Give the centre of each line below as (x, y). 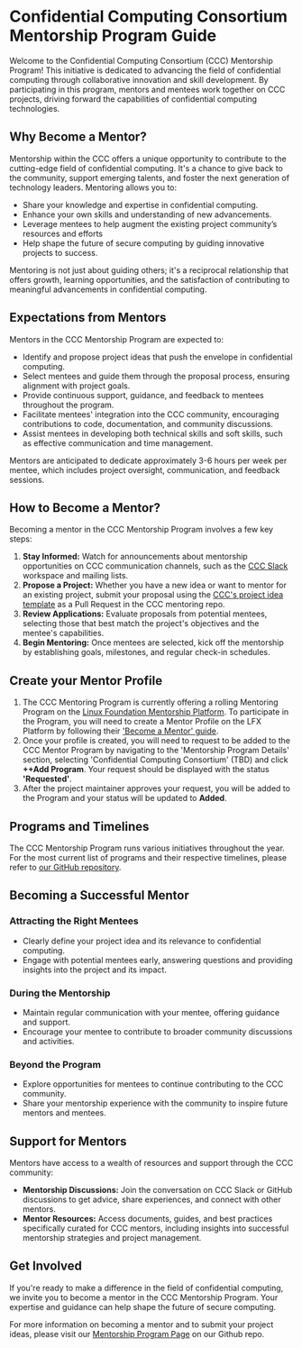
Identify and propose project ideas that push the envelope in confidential (157, 357)
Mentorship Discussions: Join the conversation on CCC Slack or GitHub (157, 1190)
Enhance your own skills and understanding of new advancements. (147, 214)
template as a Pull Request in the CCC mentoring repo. (124, 605)
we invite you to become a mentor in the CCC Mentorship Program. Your (144, 1297)
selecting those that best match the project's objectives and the (141, 624)
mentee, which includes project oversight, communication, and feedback (145, 469)
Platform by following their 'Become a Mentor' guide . (120, 731)
